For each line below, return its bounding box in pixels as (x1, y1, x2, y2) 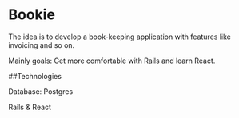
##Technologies (8, 71, 62, 81)
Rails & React (8, 102, 52, 112)
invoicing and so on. (8, 40, 75, 49)
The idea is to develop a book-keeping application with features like (8, 32, 232, 41)
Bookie (8, 6, 56, 24)
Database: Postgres (8, 86, 74, 96)
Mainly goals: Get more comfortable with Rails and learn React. (8, 56, 216, 65)
